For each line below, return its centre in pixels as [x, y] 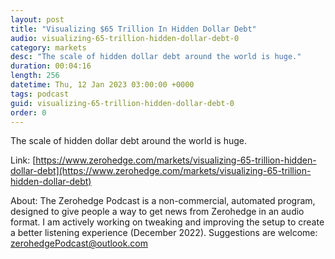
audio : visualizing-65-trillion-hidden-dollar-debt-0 [125, 38]
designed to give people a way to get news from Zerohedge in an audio [157, 212]
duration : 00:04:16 [51, 66]
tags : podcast [40, 94]
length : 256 [35, 76]
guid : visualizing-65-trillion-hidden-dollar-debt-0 [122, 103]
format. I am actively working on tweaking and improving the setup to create [167, 222]
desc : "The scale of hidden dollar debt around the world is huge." [156, 57]
